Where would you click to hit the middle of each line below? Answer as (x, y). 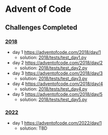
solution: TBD (33, 128)
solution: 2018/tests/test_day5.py (54, 99)
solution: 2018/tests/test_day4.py (54, 89)
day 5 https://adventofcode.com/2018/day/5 (57, 94)
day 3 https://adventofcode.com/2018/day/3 (57, 73)
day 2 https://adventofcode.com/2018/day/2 (57, 62)
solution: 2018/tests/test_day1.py (53, 57)
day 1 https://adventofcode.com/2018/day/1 (56, 52)
